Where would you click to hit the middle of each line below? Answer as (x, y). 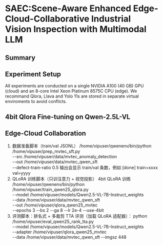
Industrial (111, 19)
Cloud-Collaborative (47, 19)
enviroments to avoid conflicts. (36, 102)
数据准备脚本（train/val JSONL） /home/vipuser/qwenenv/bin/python (82, 146)
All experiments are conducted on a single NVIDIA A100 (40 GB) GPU (74, 86)
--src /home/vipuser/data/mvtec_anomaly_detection (64, 156)
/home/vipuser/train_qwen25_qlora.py (50, 189)
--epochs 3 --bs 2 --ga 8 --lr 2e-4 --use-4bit (58, 210)
